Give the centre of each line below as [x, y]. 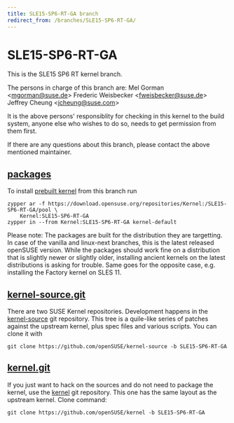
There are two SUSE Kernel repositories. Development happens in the [108, 312]
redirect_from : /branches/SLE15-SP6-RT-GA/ [72, 20]
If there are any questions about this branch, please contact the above [109, 145]
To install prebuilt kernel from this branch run [72, 191]
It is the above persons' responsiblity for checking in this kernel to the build [116, 116]
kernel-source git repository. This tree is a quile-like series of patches [108, 319]
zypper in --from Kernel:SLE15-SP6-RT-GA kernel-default [92, 222]
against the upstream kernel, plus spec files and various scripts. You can [112, 326]
